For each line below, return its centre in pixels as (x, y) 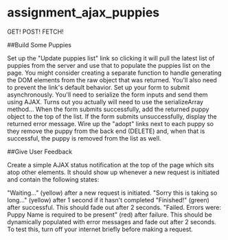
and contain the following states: (53, 179)
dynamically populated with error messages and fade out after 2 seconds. (112, 221)
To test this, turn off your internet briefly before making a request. (100, 229)
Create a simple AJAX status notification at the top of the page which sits (111, 165)
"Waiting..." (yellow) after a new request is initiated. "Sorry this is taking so (112, 193)
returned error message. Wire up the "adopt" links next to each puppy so (111, 123)
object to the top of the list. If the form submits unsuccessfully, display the (112, 116)
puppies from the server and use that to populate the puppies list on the (109, 65)
